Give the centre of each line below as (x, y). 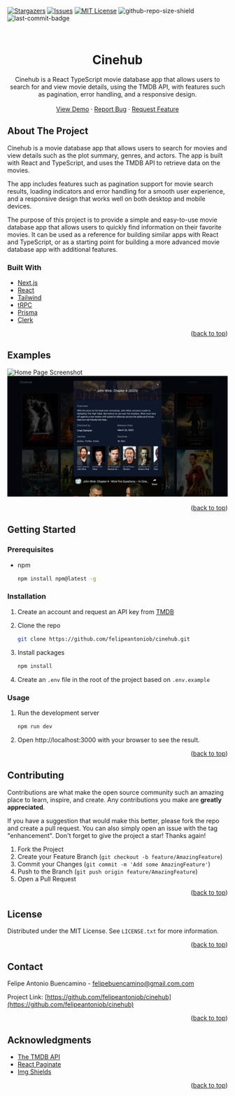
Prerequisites (30, 550)
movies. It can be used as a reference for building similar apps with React (113, 234)
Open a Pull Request (47, 878)
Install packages (41, 652)
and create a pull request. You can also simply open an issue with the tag (113, 828)
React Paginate (39, 1064)
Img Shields (34, 1072)
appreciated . (26, 807)
